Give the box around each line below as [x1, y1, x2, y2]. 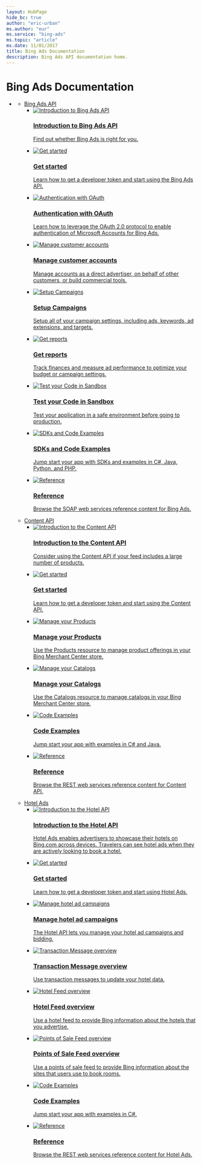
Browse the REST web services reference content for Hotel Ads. [33, 1151, 193, 1159]
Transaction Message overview [33, 962, 128, 970]
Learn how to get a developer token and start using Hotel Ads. [33, 888, 188, 895]
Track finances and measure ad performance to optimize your [33, 364, 187, 371]
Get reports [33, 350, 68, 359]
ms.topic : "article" [6, 37, 58, 43]
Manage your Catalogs [33, 680, 101, 688]
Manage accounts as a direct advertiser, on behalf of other [33, 270, 179, 277]
